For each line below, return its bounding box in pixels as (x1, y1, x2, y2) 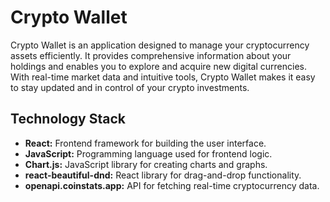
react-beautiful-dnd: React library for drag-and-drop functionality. (24, 169, 302, 181)
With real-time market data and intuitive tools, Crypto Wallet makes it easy (10, 71, 316, 83)
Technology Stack (10, 111, 126, 128)
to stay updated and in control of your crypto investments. (10, 81, 250, 93)
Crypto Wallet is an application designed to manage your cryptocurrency (10, 39, 310, 51)
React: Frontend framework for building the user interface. (24, 137, 267, 149)
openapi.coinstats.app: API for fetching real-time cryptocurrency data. (24, 179, 320, 191)
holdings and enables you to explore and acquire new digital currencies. (10, 60, 308, 72)
